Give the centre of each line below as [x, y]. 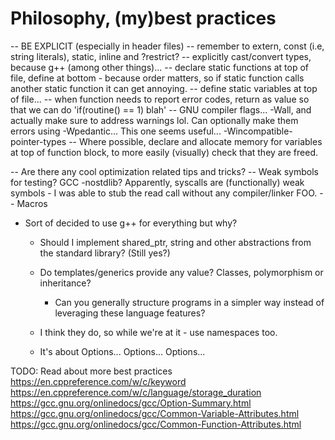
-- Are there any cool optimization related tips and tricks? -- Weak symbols [164, 171]
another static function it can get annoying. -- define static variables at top [164, 88]
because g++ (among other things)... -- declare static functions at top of [159, 67]
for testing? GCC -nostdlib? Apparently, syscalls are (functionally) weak [157, 182]
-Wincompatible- [258, 131]
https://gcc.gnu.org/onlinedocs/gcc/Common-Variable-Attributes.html [155, 413]
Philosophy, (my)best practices [143, 18]
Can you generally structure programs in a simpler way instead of [189, 302]
